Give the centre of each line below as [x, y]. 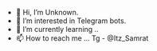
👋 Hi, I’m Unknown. [47, 12]
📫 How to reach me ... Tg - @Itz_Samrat [82, 38]
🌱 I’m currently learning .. [57, 29]
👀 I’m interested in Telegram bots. [71, 21]
